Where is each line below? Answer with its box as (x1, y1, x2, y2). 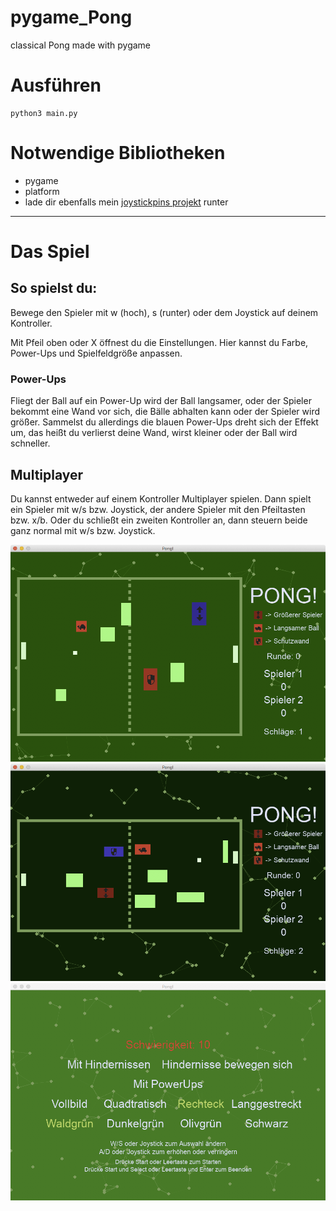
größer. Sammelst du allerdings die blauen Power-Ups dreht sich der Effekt (10, 416, 319, 428)
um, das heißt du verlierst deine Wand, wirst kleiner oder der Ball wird (10, 427, 298, 439)
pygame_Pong (10, 6, 133, 29)
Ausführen (10, 74, 102, 97)
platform (24, 185, 60, 197)
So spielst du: (10, 280, 98, 297)
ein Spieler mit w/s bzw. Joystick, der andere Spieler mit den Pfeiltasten (10, 503, 306, 515)
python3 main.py (10, 108, 78, 118)
